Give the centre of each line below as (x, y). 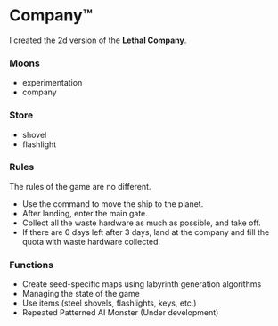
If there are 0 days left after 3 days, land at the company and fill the (146, 232)
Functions (31, 265)
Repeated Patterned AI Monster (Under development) (120, 313)
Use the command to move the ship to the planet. (113, 204)
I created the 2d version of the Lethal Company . (98, 40)
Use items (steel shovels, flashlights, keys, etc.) (109, 303)
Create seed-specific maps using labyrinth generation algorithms (142, 284)
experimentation (52, 83)
